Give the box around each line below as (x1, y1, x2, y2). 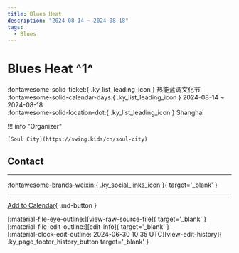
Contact (7, 155, 44, 167)
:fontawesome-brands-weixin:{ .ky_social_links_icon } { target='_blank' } (7, 181, 218, 189)
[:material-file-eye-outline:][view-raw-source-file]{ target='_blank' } (7, 215, 207, 223)
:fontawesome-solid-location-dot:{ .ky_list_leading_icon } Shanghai (7, 108, 204, 117)
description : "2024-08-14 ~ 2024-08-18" (7, 17, 129, 24)
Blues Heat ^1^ (7, 61, 94, 77)
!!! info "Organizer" (7, 122, 63, 131)
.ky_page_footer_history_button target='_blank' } (7, 237, 149, 246)
